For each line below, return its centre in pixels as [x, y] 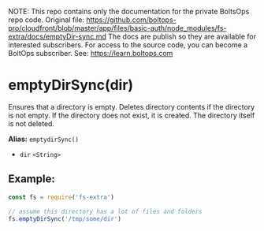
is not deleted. [32, 123]
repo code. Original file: [46, 20]
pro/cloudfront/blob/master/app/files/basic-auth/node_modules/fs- [117, 28]
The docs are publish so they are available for [182, 36]
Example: [32, 179]
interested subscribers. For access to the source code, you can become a [128, 45]
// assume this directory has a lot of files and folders [105, 211]
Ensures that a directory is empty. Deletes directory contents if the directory [132, 106]
